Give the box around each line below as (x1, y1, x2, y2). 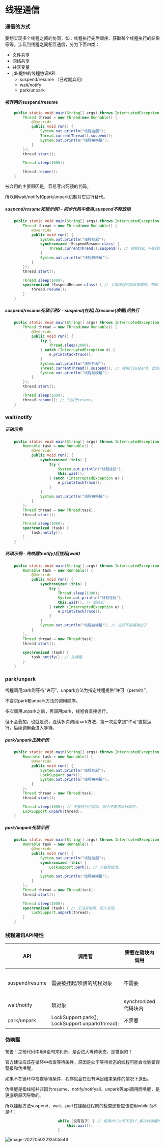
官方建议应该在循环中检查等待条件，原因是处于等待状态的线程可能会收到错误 (5, 1059, 160, 1065)
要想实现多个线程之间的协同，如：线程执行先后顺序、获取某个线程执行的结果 (5, 35, 160, 41)
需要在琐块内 (124, 949, 155, 956)
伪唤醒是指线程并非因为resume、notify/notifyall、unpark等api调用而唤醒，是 (5, 1086, 160, 1092)
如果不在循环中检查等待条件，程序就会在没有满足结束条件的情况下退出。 (5, 1075, 151, 1082)
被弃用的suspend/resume (5, 99, 58, 105)
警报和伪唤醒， (5, 1065, 35, 1071)
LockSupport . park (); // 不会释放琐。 (49, 865, 122, 870)
